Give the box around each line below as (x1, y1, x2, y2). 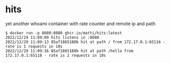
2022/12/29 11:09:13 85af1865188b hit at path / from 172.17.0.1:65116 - (5, 39, 166, 45)
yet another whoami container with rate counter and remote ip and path (5, 20, 156, 27)
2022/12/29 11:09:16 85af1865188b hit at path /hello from (5, 48, 134, 53)
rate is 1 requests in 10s (5, 44, 63, 49)
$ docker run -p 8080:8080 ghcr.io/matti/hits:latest (5, 30, 123, 35)
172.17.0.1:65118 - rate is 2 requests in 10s (5, 53, 106, 58)
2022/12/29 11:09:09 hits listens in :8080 (5, 35, 100, 40)
